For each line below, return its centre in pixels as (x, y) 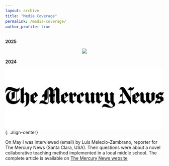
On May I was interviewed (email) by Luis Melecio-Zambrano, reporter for (81, 142)
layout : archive (22, 11)
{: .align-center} (22, 132)
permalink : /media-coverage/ (36, 21)
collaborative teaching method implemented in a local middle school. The (81, 153)
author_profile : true (28, 27)
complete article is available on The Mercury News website (66, 158)
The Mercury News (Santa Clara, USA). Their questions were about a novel (83, 148)
